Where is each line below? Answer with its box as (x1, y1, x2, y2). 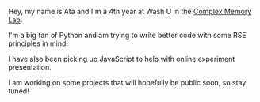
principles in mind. (8, 39, 69, 48)
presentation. (8, 62, 52, 72)
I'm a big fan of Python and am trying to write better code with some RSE (8, 31, 247, 40)
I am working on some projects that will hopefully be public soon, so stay (8, 78, 247, 87)
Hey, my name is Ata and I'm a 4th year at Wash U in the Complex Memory (8, 7, 252, 16)
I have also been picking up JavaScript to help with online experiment (8, 55, 235, 63)
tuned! (8, 86, 29, 96)
